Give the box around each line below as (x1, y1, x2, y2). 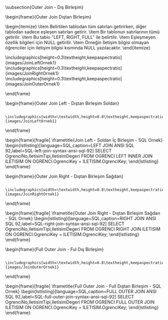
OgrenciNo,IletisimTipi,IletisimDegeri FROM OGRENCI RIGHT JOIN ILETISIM (5, 226, 161, 232)
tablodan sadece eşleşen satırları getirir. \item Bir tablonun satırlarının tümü (5, 29, 160, 34)
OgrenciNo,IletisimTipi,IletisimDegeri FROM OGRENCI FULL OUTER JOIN (5, 299, 155, 305)
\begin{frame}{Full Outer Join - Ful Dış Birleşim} (5, 247, 104, 252)
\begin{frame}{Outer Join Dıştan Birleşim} (5, 14, 91, 19)
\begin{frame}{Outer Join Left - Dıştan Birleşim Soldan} (5, 100, 119, 106)
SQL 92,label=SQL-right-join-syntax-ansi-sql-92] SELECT (5, 221, 125, 227)
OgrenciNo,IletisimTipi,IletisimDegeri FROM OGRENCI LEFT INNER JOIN (5, 153, 153, 159)
